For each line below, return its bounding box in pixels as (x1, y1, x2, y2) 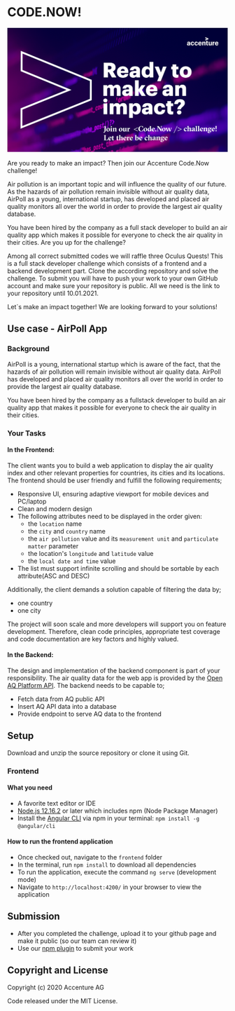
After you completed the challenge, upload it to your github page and (17, 929, 217, 937)
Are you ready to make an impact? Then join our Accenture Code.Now (7, 158, 210, 167)
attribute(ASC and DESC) (17, 571, 90, 580)
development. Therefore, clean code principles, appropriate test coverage (7, 627, 220, 635)
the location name (27, 520, 83, 528)
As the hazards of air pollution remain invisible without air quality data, (7, 187, 210, 196)
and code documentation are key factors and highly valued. (7, 635, 179, 643)
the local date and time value (27, 557, 117, 565)
